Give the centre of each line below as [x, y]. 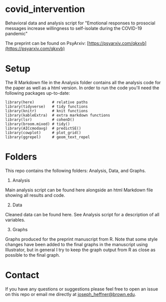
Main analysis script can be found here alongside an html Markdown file [79, 190]
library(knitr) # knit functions [47, 111]
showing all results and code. [35, 195]
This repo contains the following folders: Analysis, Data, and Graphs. [76, 170]
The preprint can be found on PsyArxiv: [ [47, 43]
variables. [15, 220]
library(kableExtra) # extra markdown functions [58, 115]
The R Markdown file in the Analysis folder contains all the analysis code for [83, 82]
